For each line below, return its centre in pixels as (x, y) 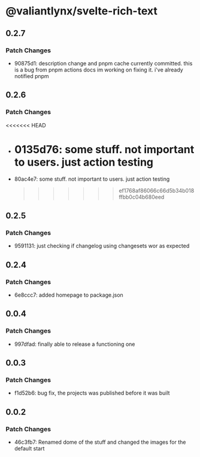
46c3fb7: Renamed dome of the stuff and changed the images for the (100, 442)
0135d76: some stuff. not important (104, 149)
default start (29, 448)
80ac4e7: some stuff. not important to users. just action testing (92, 179)
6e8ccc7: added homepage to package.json (69, 295)
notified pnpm (31, 76)
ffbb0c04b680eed (142, 197)
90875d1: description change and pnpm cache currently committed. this (103, 63)
